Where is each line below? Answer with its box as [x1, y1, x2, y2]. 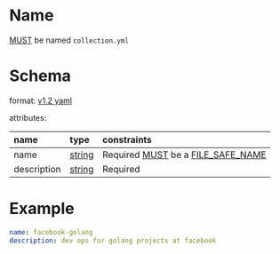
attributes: [9, 112, 47, 123]
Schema [9, 66, 71, 86]
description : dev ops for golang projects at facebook [9, 236, 217, 245]
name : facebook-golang [9, 227, 93, 236]
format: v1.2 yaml [9, 95, 73, 106]
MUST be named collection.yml [9, 35, 129, 45]
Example [9, 199, 75, 218]
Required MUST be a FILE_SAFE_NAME [101, 148, 267, 161]
